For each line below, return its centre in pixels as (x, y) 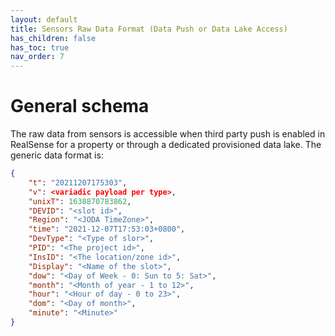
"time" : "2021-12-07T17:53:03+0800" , (107, 229)
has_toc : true (40, 47)
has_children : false (53, 38)
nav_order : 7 (37, 57)
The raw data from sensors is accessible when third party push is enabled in (168, 134)
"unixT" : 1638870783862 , (80, 201)
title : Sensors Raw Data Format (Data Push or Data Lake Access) (149, 29)
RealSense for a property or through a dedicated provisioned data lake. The (166, 145)
